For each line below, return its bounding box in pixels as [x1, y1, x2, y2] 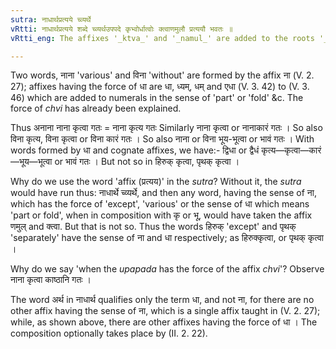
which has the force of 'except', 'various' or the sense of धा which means [10, 198, 310, 210]
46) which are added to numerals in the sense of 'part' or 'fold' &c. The [10, 92, 304, 104]
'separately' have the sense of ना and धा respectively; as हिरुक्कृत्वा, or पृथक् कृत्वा [10, 232, 325, 244]
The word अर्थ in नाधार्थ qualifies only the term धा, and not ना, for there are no [10, 294, 315, 306]
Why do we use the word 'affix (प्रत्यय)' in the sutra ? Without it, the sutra [10, 176, 302, 188]
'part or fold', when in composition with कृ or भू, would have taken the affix [10, 209, 313, 221]
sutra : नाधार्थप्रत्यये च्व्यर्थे [10, 14, 92, 25]
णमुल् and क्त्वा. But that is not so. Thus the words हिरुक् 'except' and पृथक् [10, 221, 297, 233]
